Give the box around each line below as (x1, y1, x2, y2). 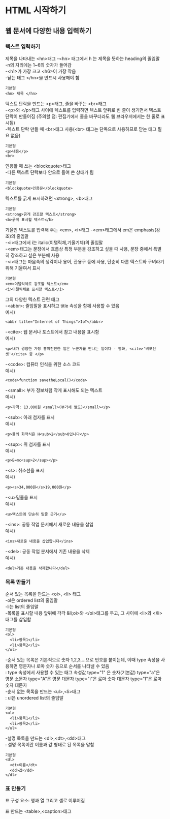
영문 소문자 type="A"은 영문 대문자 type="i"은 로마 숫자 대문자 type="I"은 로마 (5, 676, 162, 682)
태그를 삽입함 (5, 616, 31, 623)
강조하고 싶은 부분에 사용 (10, 252, 60, 258)
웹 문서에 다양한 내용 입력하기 (5, 26, 92, 35)
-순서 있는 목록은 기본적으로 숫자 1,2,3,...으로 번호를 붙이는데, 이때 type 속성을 (5, 657, 160, 663)
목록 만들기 (5, 578, 31, 585)
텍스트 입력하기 (5, 43, 41, 50)
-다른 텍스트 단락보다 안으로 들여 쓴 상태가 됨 (5, 169, 94, 175)
